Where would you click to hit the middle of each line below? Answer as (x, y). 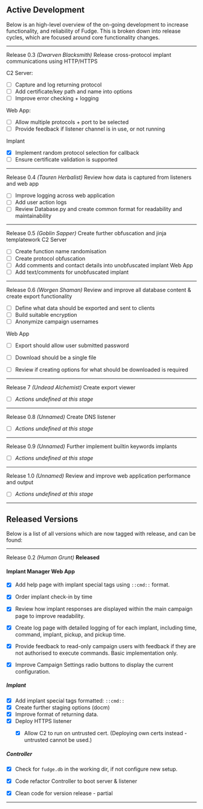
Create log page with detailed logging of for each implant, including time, (106, 628)
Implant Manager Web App (41, 571)
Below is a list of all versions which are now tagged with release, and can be (101, 534)
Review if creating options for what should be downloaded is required (101, 369)
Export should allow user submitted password (72, 345)
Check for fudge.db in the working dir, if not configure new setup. (96, 769)
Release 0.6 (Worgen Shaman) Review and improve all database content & (99, 290)
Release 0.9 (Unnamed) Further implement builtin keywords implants (92, 446)
